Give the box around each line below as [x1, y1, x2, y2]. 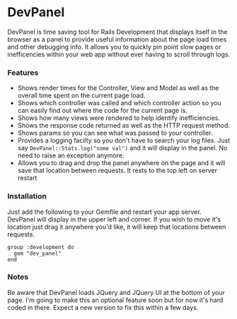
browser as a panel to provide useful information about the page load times [7, 35, 227, 43]
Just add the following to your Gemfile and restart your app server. [7, 207, 202, 216]
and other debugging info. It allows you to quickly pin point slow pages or [7, 42, 221, 51]
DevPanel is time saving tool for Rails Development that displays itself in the [7, 28, 228, 36]
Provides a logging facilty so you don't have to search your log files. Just [17, 136, 231, 145]
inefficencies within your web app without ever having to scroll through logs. [7, 50, 231, 59]
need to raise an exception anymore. [17, 151, 125, 159]
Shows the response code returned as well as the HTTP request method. [17, 121, 230, 130]
